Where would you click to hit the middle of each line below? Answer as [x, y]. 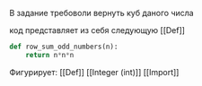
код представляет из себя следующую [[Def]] [97, 30]
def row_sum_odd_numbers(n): [64, 47]
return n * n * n [50, 55]
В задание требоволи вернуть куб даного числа [102, 13]
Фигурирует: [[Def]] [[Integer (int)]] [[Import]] [94, 72]
